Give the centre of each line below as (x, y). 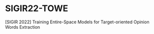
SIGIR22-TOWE (37, 8)
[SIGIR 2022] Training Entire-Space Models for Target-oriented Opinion (77, 22)
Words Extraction (23, 27)
